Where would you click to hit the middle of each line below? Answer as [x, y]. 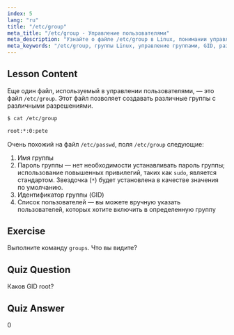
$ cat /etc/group [32, 118]
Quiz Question [39, 269]
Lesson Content [42, 74]
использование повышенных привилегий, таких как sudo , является [117, 172]
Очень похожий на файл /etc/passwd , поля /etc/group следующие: [106, 144]
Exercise [26, 231]
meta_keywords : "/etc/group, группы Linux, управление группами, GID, [112, 46]
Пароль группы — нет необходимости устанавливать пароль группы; [121, 165]
